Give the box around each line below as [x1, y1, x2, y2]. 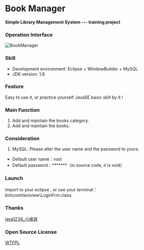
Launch [5, 175, 23, 182]
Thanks [5, 204, 23, 211]
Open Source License [5, 228, 57, 235]
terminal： [77, 186, 98, 192]
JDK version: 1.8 [12, 71, 45, 77]
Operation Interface [5, 31, 53, 38]
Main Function [5, 106, 40, 113]
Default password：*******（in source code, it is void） [12, 162, 125, 168]
